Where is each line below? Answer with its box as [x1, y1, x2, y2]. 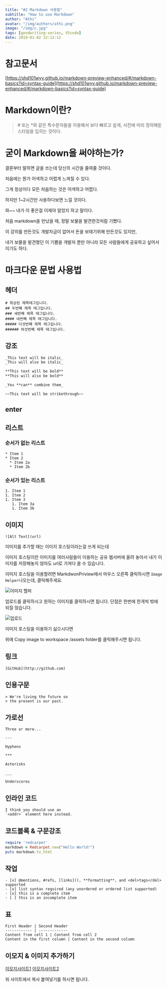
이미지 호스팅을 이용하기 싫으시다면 [5, 626, 73, 632]
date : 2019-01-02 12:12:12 [5, 35, 61, 40]
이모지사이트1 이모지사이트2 [5, 966, 59, 972]
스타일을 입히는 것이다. [17, 128, 62, 134]
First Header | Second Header [5, 924, 68, 929]
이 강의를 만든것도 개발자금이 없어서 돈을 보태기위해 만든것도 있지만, [5, 228, 137, 234]
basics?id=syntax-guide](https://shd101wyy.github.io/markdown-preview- [5, 80, 158, 86]
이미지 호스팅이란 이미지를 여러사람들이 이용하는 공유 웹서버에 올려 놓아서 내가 [5, 554, 157, 560]
